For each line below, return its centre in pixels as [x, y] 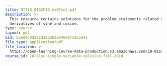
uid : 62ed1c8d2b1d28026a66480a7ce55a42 [46, 38]
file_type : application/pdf [34, 42]
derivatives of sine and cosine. [44, 24]
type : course [19, 28]
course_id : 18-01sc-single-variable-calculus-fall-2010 [64, 56]
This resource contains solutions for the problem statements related [84, 19]
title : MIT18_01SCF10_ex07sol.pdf [41, 10]
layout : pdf [17, 33]
